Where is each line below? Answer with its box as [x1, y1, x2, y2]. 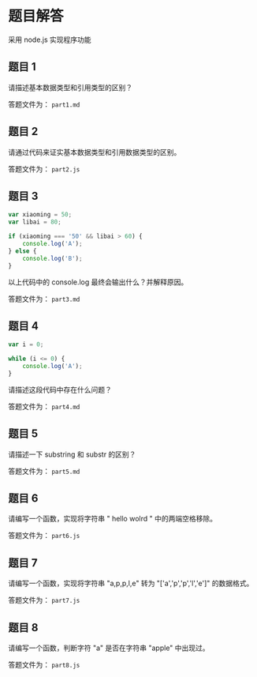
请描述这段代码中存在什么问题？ [8, 385, 112, 394]
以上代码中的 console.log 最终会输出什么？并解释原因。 [8, 277, 188, 287]
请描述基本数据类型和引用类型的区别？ [8, 82, 132, 92]
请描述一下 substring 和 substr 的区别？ [8, 449, 136, 459]
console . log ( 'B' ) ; [22, 254, 83, 262]
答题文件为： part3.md [8, 294, 80, 303]
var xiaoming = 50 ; [8, 211, 73, 219]
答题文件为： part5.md [8, 466, 80, 476]
